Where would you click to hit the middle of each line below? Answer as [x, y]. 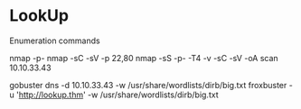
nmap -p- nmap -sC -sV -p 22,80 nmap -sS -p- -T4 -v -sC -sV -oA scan [144, 58]
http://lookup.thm [51, 95]
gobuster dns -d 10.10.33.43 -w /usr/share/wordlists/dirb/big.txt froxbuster [148, 85]
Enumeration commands [55, 41]
